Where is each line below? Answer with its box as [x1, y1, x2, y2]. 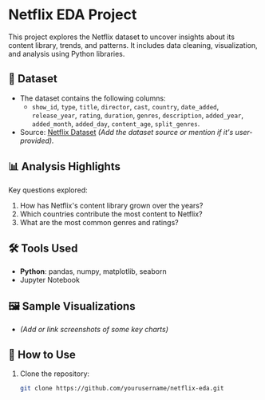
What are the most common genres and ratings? [19, 217, 179, 227]
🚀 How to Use [8, 347, 76, 361]
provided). [19, 136, 54, 145]
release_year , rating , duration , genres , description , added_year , [31, 110, 243, 120]
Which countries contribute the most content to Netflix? [19, 209, 203, 219]
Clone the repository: [19, 369, 90, 378]
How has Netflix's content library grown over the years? [19, 200, 204, 210]
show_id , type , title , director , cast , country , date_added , [31, 101, 220, 111]
